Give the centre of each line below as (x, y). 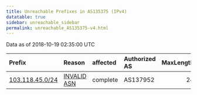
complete (105, 80)
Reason (74, 63)
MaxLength (178, 63)
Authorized (140, 59)
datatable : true (26, 17)
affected (104, 63)
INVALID (75, 76)
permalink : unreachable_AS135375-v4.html (57, 28)
